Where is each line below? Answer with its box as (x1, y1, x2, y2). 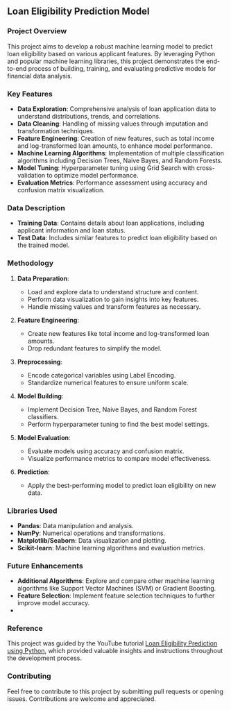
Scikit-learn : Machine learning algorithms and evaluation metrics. (17, 543, 206, 552)
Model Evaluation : (17, 433, 71, 441)
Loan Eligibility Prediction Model (7, 6, 151, 17)
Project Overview (7, 26, 67, 36)
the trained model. (17, 241, 70, 249)
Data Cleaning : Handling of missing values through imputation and (17, 119, 208, 128)
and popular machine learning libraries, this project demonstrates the (7, 57, 205, 65)
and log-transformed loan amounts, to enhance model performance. (17, 142, 213, 150)
